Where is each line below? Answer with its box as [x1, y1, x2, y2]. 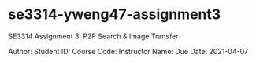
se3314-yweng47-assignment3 [8, 5, 221, 24]
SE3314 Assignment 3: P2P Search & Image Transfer [8, 31, 179, 41]
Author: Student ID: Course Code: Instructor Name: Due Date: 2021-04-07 [8, 46, 248, 56]
